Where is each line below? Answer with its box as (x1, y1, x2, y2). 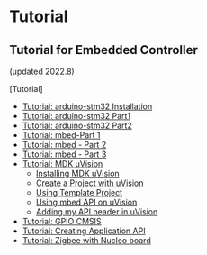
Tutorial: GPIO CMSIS (22, 216, 102, 226)
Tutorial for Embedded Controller (9, 42, 198, 58)
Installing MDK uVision (35, 168, 120, 178)
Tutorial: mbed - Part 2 (22, 140, 107, 150)
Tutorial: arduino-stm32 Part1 (22, 111, 131, 121)
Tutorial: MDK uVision (22, 159, 103, 168)
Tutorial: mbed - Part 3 (22, 149, 107, 159)
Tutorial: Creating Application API (22, 225, 146, 236)
